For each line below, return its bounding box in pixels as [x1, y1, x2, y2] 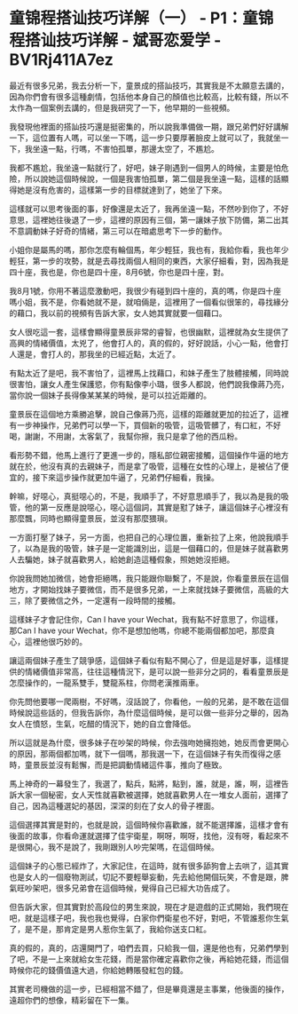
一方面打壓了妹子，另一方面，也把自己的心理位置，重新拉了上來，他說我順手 [9, 532, 289, 543]
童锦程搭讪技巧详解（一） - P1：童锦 [9, 8, 274, 28]
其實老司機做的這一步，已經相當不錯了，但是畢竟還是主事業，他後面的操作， [9, 983, 289, 994]
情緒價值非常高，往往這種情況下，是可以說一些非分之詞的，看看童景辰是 [24, 666, 289, 677]
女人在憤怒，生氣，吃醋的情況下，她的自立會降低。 [9, 718, 196, 729]
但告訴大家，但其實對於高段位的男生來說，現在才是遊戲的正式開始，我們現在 [9, 901, 289, 912]
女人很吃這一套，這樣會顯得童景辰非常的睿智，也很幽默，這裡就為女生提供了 [9, 326, 289, 337]
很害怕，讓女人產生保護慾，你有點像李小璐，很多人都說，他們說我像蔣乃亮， [9, 378, 289, 389]
